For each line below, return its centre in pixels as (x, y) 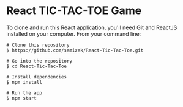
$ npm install (24, 82)
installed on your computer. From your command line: (74, 33)
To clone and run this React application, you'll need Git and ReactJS (92, 27)
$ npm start (21, 98)
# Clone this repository (38, 45)
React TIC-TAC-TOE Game (74, 11)
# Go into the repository (39, 61)
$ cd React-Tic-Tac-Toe (37, 66)
